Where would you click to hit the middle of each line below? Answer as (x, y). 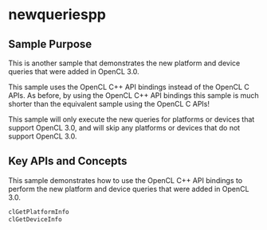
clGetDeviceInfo (35, 219)
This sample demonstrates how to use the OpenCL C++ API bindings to (126, 180)
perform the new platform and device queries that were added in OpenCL (129, 189)
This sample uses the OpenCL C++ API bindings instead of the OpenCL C (129, 87)
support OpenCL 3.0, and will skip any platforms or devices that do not (124, 128)
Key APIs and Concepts (68, 161)
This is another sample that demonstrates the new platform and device (124, 63)
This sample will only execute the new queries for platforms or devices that (132, 119)
